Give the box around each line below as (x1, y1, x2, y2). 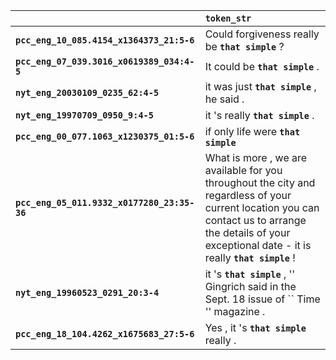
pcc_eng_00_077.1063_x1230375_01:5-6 (15, 131, 195, 142)
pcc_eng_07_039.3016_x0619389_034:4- (15, 56, 195, 67)
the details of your (204, 226, 291, 239)
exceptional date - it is (204, 239, 312, 252)
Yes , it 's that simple (204, 321, 307, 334)
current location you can (204, 201, 320, 214)
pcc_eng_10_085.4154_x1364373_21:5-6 (15, 35, 195, 46)
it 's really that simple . (204, 109, 315, 122)
